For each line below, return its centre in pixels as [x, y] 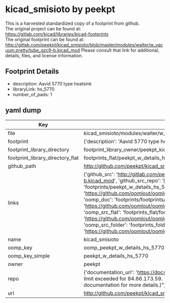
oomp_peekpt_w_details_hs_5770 [124, 247]
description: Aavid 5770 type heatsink [52, 83]
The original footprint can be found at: [45, 39]
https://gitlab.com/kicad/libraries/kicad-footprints [57, 34]
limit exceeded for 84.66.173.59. [123, 278]
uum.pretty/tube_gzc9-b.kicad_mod [42, 50]
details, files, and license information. [44, 55]
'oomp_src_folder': [105, 225]
